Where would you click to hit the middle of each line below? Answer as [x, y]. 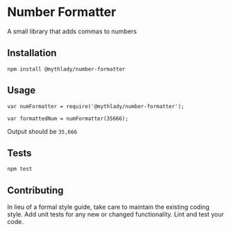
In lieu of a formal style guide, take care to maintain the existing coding [109, 207]
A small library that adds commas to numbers [72, 31]
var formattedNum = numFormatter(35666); [68, 119]
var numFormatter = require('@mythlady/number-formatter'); [96, 106]
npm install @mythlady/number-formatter [67, 69]
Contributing [35, 190]
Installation [32, 53]
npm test [20, 169]
